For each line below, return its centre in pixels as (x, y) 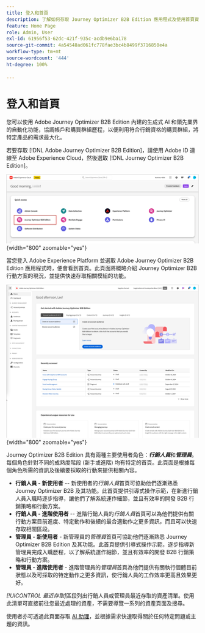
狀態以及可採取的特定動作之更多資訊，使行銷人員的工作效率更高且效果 (103, 575)
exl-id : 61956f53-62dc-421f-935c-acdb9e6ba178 (67, 39)
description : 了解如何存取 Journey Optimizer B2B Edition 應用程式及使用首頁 (101, 19)
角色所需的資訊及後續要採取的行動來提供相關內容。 (76, 470)
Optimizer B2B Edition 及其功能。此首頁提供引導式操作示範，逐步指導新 (105, 544)
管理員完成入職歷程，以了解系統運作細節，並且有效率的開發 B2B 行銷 (102, 552)
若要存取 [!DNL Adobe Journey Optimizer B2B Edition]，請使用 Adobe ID (97, 151)
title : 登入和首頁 (27, 13)
